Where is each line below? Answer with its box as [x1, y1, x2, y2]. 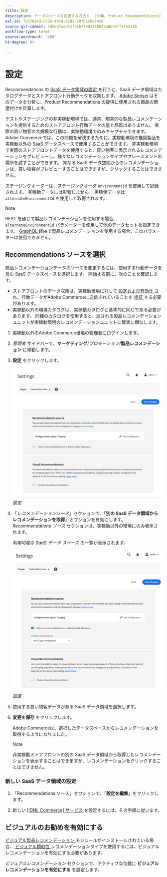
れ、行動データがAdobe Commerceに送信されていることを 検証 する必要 [12, 294, 162, 300]
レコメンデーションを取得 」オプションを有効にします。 [12, 517, 126, 523]
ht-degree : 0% [5, 40, 35, 45]
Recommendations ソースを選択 [5, 250, 106, 259]
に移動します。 [22, 346, 53, 352]
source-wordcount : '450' [5, 35, 57, 40]
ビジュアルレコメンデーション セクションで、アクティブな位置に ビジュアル [5, 860, 159, 866]
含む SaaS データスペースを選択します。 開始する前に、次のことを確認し [5, 271, 154, 277]
